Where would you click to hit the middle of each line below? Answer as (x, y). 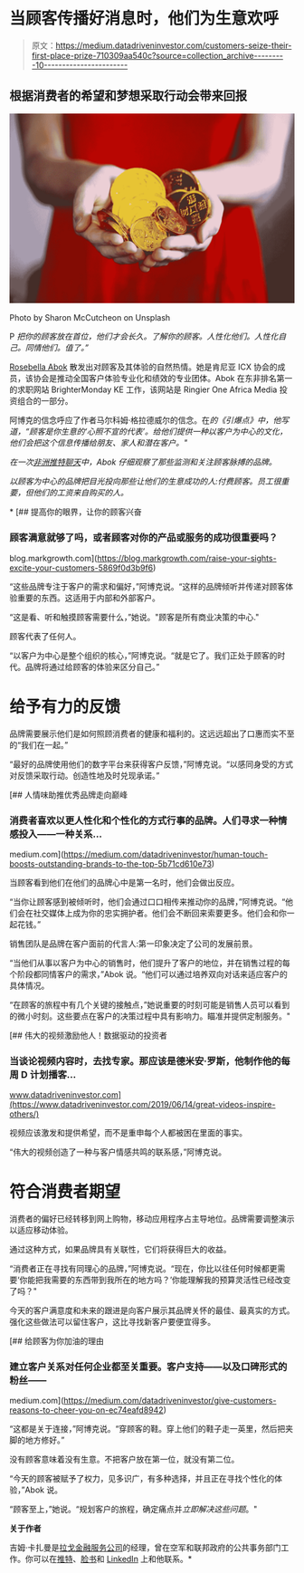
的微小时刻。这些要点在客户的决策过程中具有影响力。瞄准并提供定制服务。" (150, 1016)
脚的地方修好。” (37, 1440)
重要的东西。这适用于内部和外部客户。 (88, 598)
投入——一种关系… (60, 834)
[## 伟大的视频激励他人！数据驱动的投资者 (88, 1035)
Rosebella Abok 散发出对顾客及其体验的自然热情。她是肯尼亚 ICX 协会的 (143, 367)
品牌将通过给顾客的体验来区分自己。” (92, 667)
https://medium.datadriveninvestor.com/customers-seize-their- (174, 45)
